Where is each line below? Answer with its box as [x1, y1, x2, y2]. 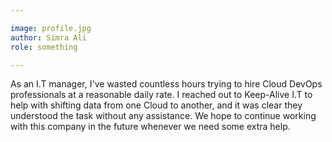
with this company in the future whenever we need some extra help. [10, 121, 291, 133]
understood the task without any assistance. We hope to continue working [10, 110, 317, 122]
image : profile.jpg [10, 23, 92, 33]
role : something [10, 42, 78, 52]
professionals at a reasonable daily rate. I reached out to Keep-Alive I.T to [10, 89, 313, 101]
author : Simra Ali [10, 32, 87, 43]
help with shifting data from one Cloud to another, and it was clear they [10, 99, 303, 111]
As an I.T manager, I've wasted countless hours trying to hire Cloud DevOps [10, 78, 323, 90]
